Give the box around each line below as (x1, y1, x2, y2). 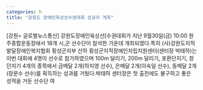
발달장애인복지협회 (6, 47, 50, 54)
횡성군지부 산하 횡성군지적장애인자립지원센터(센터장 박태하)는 (51, 47, 197, 54)
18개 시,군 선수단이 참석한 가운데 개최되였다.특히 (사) (46, 39, 171, 47)
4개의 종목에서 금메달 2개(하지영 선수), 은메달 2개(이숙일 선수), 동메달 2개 (22, 62, 197, 69)
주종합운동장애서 (6, 39, 46, 47)
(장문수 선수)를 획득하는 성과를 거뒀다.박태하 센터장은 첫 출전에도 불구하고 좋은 (6, 69, 191, 77)
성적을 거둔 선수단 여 (6, 77, 55, 85)
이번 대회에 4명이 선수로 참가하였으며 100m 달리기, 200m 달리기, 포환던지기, (6, 54, 188, 62)
